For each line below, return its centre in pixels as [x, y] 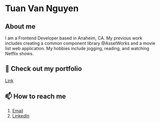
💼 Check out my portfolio [43, 69]
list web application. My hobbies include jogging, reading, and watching [77, 48]
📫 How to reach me [36, 97]
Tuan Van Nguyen [42, 9]
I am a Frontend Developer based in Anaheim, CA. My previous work [74, 38]
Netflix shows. [20, 53]
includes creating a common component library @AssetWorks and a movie [80, 43]
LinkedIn [21, 116]
